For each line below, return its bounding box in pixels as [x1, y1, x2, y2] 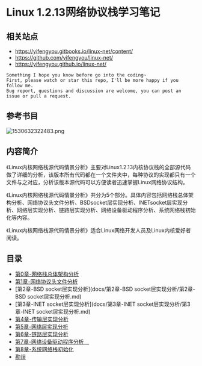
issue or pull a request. [6, 93, 71, 99]
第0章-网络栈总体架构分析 [14, 270, 79, 278]
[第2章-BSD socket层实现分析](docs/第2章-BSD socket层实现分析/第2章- [14, 285, 195, 293]
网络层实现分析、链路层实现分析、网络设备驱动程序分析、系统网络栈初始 [16, 206, 196, 214]
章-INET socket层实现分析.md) [14, 308, 91, 315]
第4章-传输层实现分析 [14, 315, 69, 323]
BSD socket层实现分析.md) [14, 293, 82, 300]
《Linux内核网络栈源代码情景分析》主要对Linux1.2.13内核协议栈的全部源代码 [6, 163, 191, 170]
